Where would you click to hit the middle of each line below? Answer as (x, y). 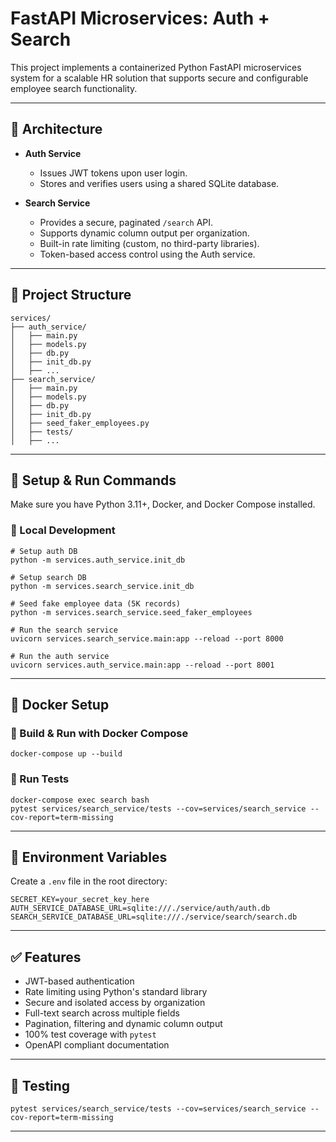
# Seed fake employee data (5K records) (96, 603)
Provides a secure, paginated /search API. (126, 222)
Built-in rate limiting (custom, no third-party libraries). (149, 243)
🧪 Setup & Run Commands (93, 480)
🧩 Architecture (56, 129)
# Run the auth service (60, 656)
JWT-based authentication (79, 981)
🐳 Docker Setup (60, 705)
